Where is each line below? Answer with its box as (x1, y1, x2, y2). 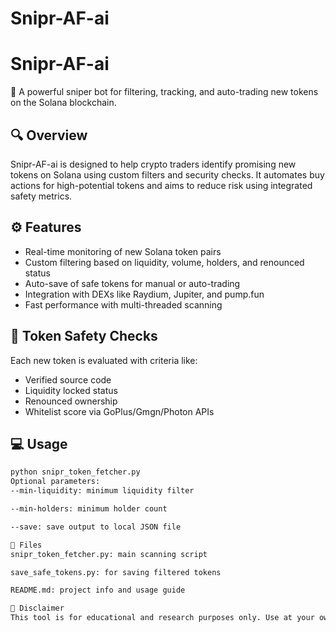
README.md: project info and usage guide (10, 585, 186, 596)
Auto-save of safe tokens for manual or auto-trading (24, 277, 241, 289)
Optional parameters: (10, 477, 101, 487)
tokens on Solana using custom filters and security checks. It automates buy (10, 168, 325, 181)
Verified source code (24, 373, 112, 386)
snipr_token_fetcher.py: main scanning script (10, 549, 208, 559)
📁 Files (10, 540, 43, 550)
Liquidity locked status (24, 384, 118, 396)
